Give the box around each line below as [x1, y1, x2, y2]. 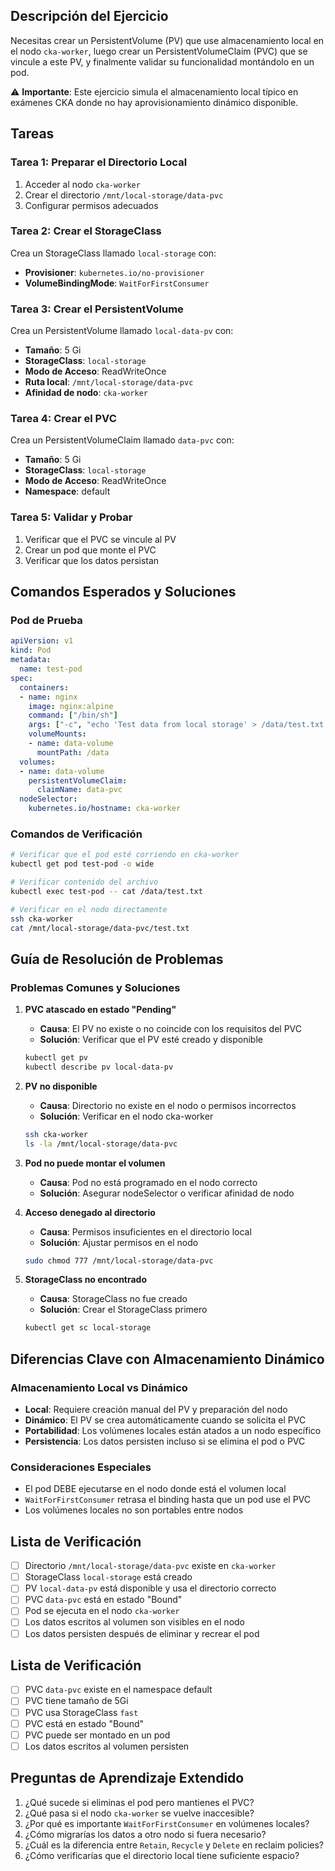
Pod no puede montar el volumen [24, 1157, 166, 1169]
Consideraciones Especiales [10, 1460, 152, 1474]
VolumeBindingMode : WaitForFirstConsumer [24, 277, 210, 289]
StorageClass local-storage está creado [24, 1571, 193, 1583]
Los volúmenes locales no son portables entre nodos [24, 1504, 244, 1516]
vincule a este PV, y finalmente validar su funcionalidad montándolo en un [10, 55, 315, 68]
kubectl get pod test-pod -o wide [10, 859, 155, 869]
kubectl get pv [24, 1053, 89, 1063]
